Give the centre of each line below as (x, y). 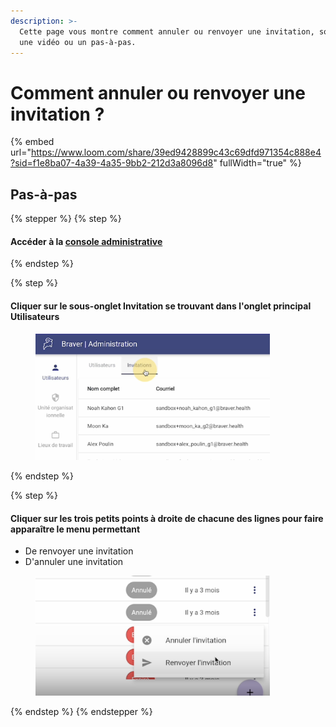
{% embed (32, 142)
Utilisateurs (35, 316)
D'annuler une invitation (74, 562)
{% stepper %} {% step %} (66, 219)
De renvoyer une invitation (79, 551)
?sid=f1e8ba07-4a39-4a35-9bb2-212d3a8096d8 (112, 163)
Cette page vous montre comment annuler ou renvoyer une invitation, (167, 31)
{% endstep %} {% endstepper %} (81, 711)
